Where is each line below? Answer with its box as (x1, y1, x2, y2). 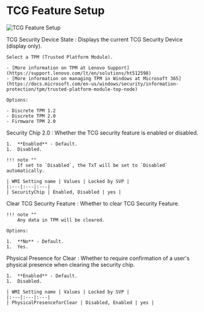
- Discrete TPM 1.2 (6, 108, 56, 114)
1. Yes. (6, 243, 29, 250)
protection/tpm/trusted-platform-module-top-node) (6, 86, 138, 92)
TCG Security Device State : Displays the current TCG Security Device (6, 35, 183, 43)
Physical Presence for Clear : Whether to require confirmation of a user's (6, 254, 190, 262)
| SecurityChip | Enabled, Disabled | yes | (6, 189, 122, 195)
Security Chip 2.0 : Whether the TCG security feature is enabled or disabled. (6, 129, 199, 136)
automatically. (6, 168, 45, 174)
